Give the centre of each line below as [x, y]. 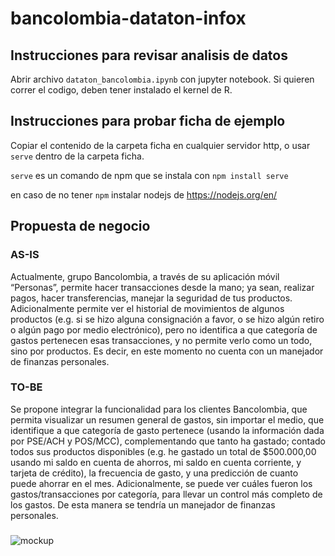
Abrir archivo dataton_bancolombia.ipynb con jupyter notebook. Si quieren [162, 79]
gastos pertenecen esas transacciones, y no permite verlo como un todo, [161, 340]
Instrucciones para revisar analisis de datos [149, 55]
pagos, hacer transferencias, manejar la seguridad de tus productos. [151, 298]
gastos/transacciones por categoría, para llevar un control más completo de [166, 494]
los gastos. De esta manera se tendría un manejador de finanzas [143, 504]
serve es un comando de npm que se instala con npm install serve [149, 175]
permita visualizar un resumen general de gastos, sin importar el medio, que [167, 419]
